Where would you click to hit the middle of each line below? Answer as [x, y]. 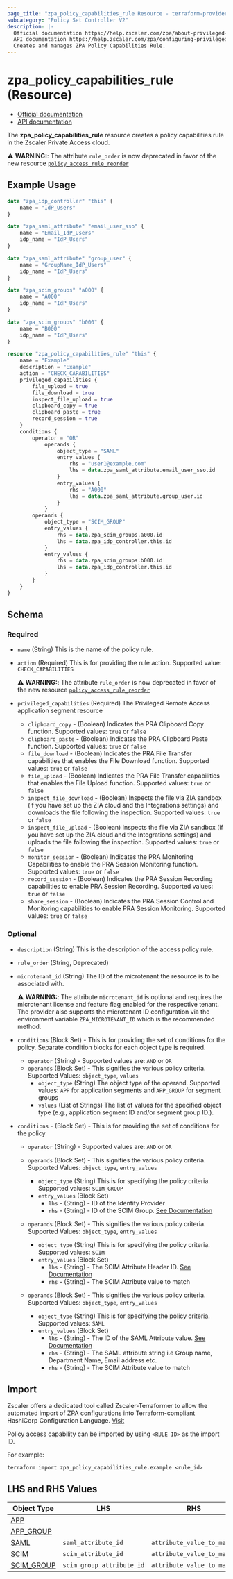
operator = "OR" [55, 438]
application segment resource [60, 711]
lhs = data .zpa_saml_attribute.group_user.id [136, 496]
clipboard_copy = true [65, 406]
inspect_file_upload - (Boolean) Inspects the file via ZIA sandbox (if [126, 828]
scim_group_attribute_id [103, 1565]
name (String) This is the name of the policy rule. [85, 649]
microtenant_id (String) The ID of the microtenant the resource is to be [118, 976]
